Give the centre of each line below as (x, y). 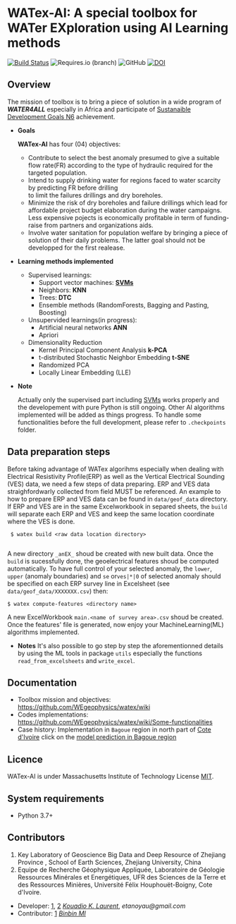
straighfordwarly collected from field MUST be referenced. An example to (114, 491)
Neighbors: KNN (62, 290)
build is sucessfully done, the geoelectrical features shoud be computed (113, 561)
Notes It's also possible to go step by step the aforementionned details (120, 645)
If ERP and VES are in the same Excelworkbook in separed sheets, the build (117, 506)
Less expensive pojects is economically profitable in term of (115, 217)
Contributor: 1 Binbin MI (52, 913)
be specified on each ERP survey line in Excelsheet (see (89, 583)
